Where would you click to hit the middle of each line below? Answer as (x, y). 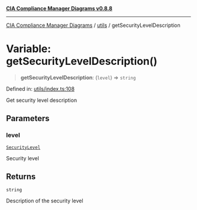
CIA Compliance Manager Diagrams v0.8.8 (59, 8)
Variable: (29, 49)
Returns (21, 177)
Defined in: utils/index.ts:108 (40, 89)
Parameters (28, 118)
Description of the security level (45, 201)
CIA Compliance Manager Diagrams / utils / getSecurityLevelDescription (93, 25)
